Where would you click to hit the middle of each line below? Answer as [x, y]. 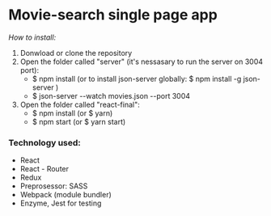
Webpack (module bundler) [66, 195]
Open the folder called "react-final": [80, 104]
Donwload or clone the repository [76, 53]
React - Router [44, 169]
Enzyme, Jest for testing [61, 203]
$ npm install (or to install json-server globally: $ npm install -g [137, 78]
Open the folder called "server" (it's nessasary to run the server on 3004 [142, 61]
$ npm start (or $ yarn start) [79, 121]
